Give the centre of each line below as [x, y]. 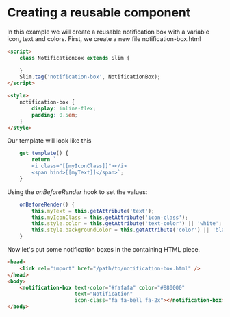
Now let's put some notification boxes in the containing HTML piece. [104, 250]
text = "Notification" [104, 294]
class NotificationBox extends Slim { [75, 58]
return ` [44, 160]
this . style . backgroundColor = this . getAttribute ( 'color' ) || [121, 230]
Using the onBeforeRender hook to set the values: [77, 192]
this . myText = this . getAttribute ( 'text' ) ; [93, 211]
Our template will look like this [49, 141]
